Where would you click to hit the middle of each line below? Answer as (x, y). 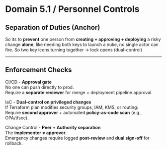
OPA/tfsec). (17, 118)
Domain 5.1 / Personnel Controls (72, 9)
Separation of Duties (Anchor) (53, 27)
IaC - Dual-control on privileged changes (48, 102)
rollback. (14, 143)
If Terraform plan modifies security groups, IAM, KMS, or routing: (72, 107)
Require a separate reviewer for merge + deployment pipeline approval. (79, 92)
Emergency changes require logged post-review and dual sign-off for (78, 138)
